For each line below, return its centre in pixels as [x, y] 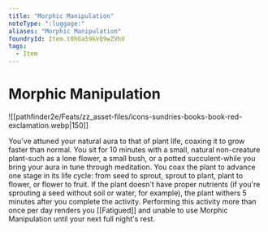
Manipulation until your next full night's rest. [82, 219]
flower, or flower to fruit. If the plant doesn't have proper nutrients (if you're [134, 184]
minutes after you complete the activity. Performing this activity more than [132, 201]
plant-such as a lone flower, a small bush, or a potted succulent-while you [132, 158]
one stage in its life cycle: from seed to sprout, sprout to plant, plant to [126, 175]
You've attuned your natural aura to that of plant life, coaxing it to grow [127, 141]
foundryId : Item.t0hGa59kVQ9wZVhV [67, 39]
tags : [17, 46]
